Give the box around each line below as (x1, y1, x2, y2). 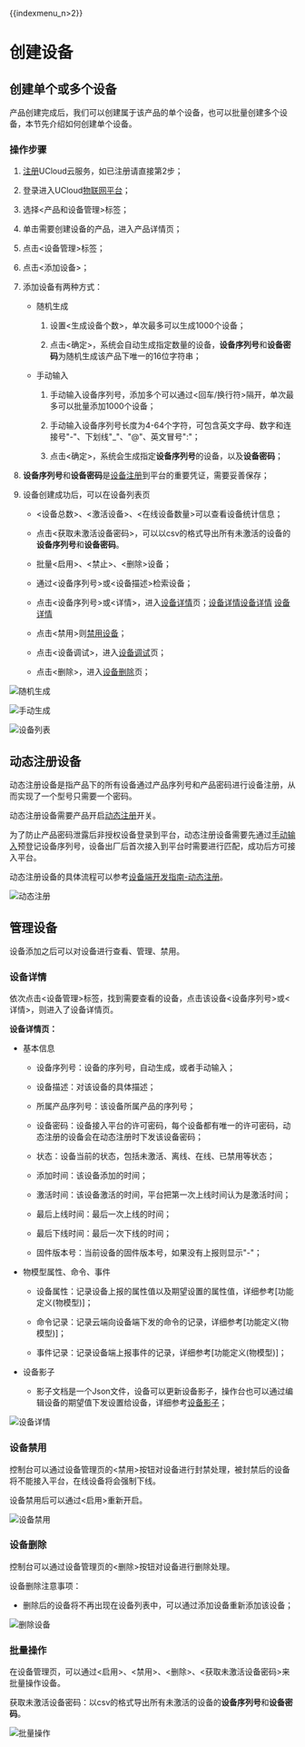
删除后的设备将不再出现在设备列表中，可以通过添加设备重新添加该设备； (22, 1599, 293, 1611)
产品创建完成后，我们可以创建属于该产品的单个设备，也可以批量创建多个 (9, 107, 280, 117)
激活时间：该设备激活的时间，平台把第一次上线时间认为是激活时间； (35, 1189, 291, 1200)
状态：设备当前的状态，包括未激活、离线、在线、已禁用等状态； (35, 1151, 275, 1162)
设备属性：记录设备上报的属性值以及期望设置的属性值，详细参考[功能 (35, 1285, 294, 1297)
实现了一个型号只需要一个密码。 (16, 790, 137, 802)
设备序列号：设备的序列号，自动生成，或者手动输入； (35, 1062, 236, 1073)
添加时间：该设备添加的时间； (35, 1170, 148, 1181)
